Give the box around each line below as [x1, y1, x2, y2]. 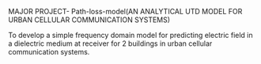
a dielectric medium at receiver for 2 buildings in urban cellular [8, 39, 213, 48]
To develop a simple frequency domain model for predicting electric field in [8, 31, 253, 40]
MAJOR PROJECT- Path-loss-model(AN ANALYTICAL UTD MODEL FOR [8, 7, 243, 16]
